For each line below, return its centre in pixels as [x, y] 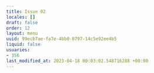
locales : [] [21, 17]
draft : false [22, 22]
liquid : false [24, 45]
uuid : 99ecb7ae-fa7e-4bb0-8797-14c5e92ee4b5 [61, 39]
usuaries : [18, 50]
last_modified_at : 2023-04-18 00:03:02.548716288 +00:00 [77, 61]
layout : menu [22, 34]
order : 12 [18, 28]
